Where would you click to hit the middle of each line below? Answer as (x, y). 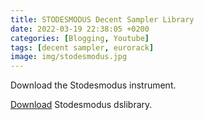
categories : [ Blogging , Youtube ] (80, 38)
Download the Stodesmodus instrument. (93, 85)
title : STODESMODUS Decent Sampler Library (102, 19)
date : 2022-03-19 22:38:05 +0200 (80, 29)
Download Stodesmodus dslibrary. (81, 105)
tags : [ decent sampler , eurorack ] (82, 47)
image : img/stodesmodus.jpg (69, 57)
